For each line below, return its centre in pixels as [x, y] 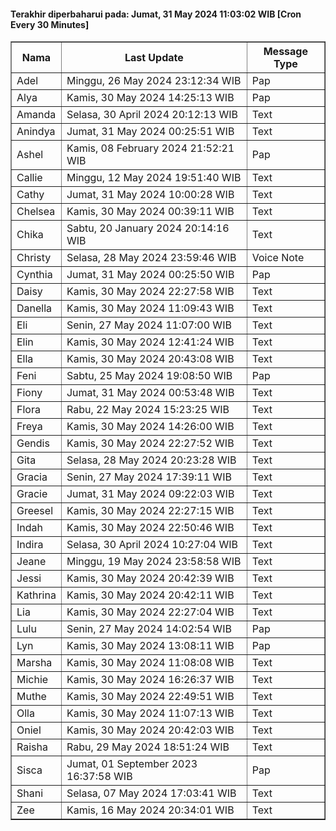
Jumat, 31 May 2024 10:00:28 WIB [150, 195]
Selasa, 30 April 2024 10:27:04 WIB [152, 545]
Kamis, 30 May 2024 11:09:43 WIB [150, 308]
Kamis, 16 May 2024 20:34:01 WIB [150, 810]
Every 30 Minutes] [50, 24]
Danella [34, 308]
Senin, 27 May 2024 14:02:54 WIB [149, 629]
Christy [34, 258]
